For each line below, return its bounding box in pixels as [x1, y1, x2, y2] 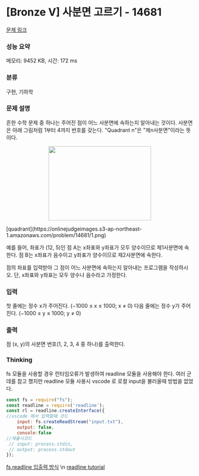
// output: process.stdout [8, 446, 76, 452]
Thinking [6, 356, 33, 364]
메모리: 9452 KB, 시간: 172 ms [6, 57, 78, 64]
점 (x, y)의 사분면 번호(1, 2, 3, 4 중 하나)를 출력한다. [6, 341, 126, 348]
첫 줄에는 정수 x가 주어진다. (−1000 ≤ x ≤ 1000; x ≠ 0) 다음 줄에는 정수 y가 [6, 302, 180, 310]
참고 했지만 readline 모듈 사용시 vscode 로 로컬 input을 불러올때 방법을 [17, 377, 183, 384]
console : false [17, 430, 52, 436]
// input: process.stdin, [8, 441, 73, 447]
